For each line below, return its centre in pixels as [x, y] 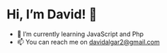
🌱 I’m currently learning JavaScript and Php [80, 34]
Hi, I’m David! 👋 [52, 14]
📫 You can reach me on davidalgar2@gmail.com [88, 42]
